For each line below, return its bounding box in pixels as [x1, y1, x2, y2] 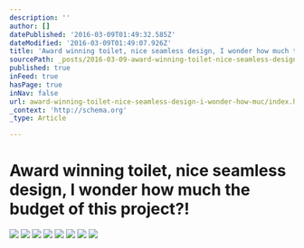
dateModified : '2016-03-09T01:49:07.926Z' [9, 38, 172, 48]
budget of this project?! [9, 199, 190, 219]
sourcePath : [9, 55, 54, 64]
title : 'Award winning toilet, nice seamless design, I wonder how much [9, 47, 290, 56]
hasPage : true [9, 80, 63, 89]
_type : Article [9, 114, 67, 123]
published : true [9, 64, 71, 73]
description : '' [9, 13, 71, 23]
